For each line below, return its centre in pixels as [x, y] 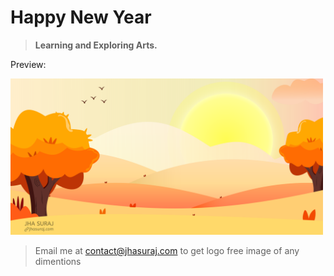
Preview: [28, 64]
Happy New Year [81, 17]
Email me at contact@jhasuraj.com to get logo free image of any [167, 250]
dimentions [58, 261]
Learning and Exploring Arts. [96, 45]
